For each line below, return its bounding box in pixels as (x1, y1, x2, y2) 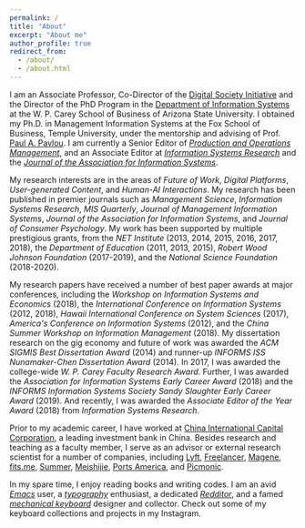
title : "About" (9, 22, 67, 31)
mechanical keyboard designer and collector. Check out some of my (9, 498, 267, 509)
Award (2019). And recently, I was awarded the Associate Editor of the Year (9, 395, 293, 406)
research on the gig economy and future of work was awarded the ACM (9, 337, 280, 348)
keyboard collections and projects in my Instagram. (9, 507, 202, 519)
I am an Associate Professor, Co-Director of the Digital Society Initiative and (9, 88, 294, 100)
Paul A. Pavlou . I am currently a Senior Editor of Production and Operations (9, 137, 291, 148)
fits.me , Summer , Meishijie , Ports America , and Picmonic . (9, 461, 225, 472)
